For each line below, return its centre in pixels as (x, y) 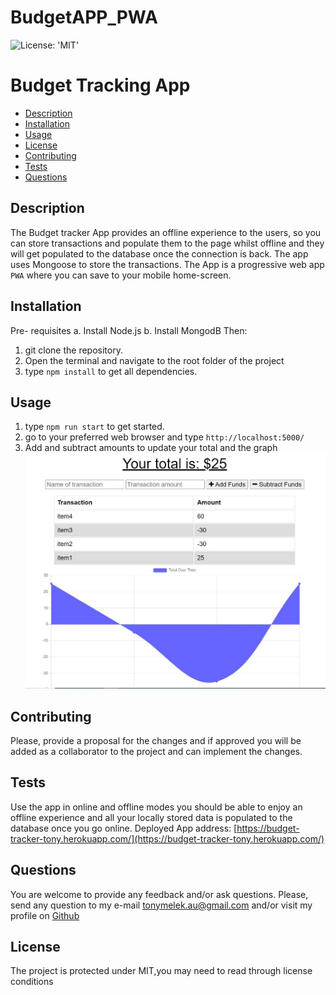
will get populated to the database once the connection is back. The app (159, 253)
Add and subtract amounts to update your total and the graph (151, 448)
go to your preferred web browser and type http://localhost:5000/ (164, 437)
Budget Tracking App (100, 85)
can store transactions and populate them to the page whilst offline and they (167, 243)
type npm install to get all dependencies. (111, 371)
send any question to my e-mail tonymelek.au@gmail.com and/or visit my (161, 905)
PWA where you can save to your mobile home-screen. (121, 275)
